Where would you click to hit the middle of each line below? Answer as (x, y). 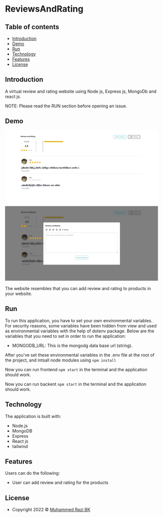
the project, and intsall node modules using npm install (61, 360)
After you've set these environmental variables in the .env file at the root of (80, 355)
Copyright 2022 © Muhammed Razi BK (51, 510)
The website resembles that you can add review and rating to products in (78, 289)
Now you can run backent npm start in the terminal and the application (76, 384)
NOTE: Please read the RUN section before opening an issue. (66, 106)
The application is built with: (33, 416)
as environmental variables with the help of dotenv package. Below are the (80, 331)
